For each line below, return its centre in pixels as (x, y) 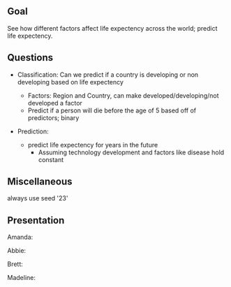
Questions (30, 58)
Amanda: (20, 237)
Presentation (36, 220)
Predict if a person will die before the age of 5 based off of (112, 110)
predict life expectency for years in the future (93, 145)
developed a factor (55, 103)
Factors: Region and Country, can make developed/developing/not (123, 95)
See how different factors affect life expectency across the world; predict (112, 28)
